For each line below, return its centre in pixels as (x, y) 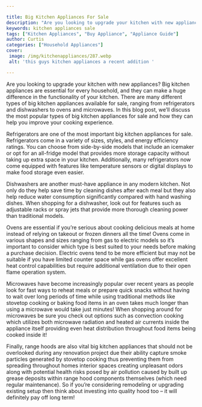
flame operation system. (36, 272)
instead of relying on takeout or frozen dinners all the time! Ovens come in (98, 234)
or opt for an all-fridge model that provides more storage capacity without (98, 153)
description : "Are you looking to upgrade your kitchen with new (90, 23)
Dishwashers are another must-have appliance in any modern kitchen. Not (98, 184)
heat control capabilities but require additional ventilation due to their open (99, 265)
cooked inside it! (26, 334)
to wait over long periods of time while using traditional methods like (91, 296)
